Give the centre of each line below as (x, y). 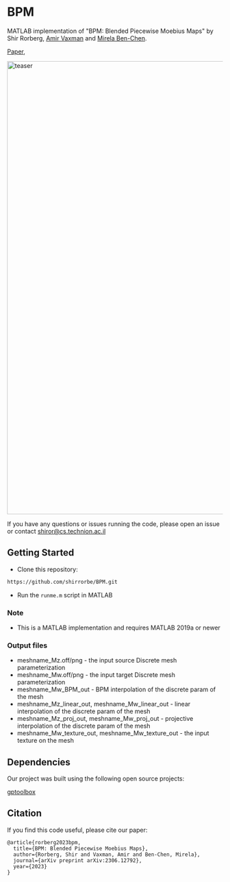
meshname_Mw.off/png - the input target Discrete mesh (96, 675)
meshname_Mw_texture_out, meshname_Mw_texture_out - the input (113, 733)
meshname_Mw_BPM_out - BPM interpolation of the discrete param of (116, 689)
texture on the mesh (45, 741)
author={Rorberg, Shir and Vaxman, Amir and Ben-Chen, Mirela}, (107, 855)
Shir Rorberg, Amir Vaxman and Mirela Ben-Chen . (77, 38)
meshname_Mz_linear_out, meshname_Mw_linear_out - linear (104, 704)
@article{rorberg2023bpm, (44, 842)
